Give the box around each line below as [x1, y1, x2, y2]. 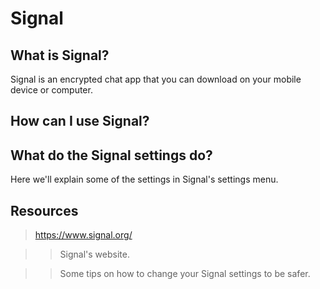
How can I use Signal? [10, 113, 150, 130]
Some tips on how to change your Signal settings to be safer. [59, 268, 311, 280]
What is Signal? [10, 47, 110, 64]
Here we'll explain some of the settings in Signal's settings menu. [10, 173, 279, 186]
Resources [10, 202, 79, 219]
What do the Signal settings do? [10, 147, 213, 164]
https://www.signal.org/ [34, 229, 133, 241]
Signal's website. [59, 248, 130, 261]
